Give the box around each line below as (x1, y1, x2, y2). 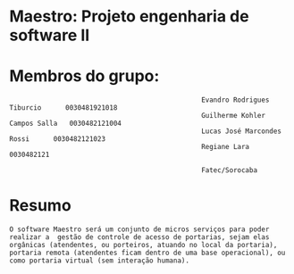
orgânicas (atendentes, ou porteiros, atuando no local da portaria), (9, 241, 278, 250)
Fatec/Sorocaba (200, 166, 257, 175)
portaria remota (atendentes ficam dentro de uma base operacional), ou (9, 248, 286, 258)
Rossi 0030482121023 (9, 135, 105, 144)
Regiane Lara (200, 143, 250, 152)
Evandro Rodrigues (200, 95, 270, 104)
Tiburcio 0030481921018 (9, 104, 118, 112)
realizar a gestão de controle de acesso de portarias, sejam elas (9, 233, 270, 242)
